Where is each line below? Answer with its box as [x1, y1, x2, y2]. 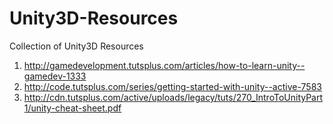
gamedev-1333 [23, 70, 87, 82]
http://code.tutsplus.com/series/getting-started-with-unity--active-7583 [23, 80, 322, 92]
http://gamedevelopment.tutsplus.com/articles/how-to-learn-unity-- [23, 59, 306, 71]
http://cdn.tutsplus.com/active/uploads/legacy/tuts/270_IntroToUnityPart [23, 91, 324, 103]
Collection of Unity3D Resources [9, 40, 144, 52]
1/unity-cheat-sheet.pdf [23, 102, 122, 114]
